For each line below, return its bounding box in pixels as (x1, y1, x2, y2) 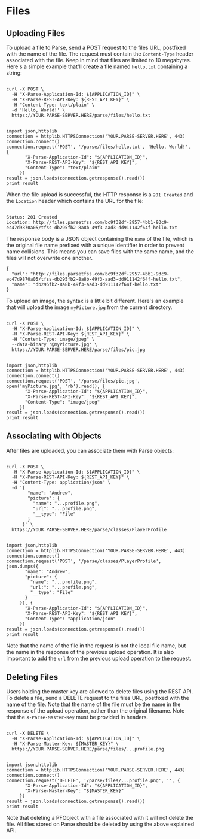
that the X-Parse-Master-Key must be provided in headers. (6, 713, 148, 720)
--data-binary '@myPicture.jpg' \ (11, 341, 97, 347)
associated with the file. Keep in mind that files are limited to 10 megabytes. (6, 57, 192, 63)
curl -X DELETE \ (6, 730, 50, 736)
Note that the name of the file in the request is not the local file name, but (6, 642, 186, 649)
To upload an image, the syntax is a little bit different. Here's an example (6, 298, 184, 304)
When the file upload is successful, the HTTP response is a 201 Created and (6, 191, 193, 198)
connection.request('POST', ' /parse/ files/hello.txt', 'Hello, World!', (6, 144, 191, 150)
